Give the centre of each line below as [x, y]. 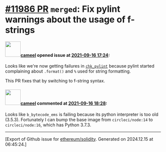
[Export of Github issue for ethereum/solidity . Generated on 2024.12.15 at [79, 139]
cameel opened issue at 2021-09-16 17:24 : [65, 55]
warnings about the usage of [65, 19]
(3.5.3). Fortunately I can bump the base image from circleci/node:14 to [79, 119]
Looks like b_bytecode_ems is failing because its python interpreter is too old [82, 114]
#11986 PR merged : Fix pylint [63, 9]
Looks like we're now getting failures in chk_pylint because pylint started [80, 66]
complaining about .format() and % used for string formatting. [68, 71]
